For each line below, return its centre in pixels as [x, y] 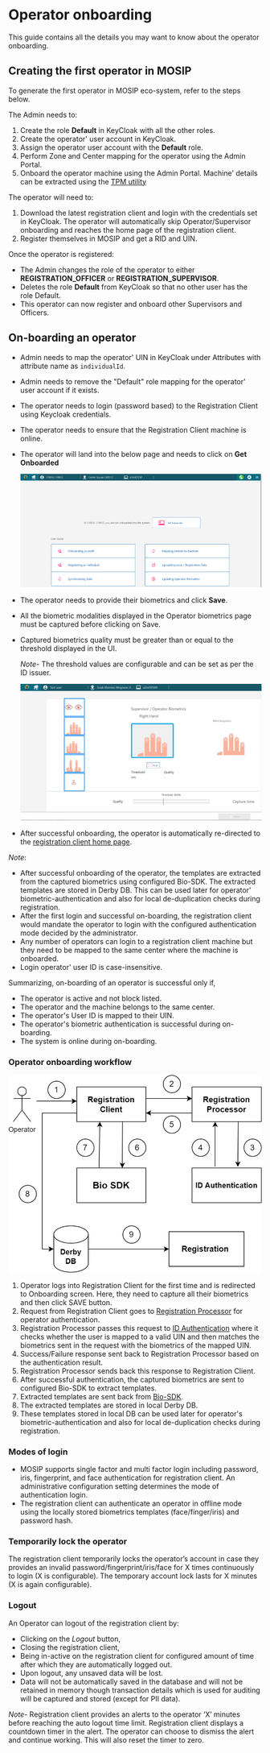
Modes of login [38, 1452]
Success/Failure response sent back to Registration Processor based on [139, 1353]
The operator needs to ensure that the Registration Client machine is [133, 429]
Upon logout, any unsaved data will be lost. [91, 1672]
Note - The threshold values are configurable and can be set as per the [137, 664]
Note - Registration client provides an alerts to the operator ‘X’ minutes [125, 1714]
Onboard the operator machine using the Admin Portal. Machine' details [139, 173]
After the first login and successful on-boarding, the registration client [136, 915]
